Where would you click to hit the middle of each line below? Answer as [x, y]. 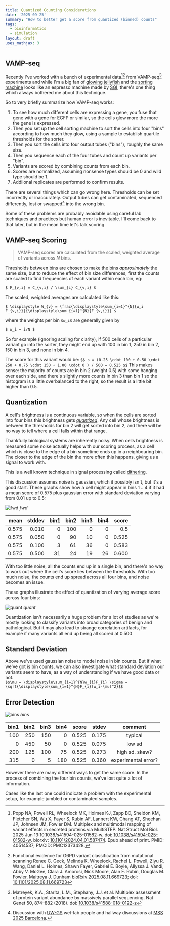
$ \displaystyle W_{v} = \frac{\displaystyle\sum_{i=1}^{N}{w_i [74, 306]
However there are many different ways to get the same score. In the [77, 773]
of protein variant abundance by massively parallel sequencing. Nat [83, 898]
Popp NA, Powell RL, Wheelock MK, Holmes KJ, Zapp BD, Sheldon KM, [86, 813]
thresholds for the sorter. [38, 139]
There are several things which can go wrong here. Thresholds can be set [82, 192]
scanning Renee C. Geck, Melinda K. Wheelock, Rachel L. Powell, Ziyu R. [88, 861]
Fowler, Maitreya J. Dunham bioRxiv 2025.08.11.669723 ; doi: [75, 877]
